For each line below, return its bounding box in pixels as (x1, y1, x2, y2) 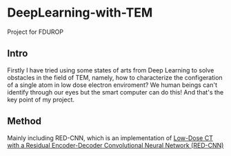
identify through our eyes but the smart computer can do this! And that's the (7, 88, 224, 96)
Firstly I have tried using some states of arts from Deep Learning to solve (7, 66, 214, 74)
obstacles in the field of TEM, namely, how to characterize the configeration (7, 73, 223, 81)
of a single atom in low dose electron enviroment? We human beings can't (7, 81, 217, 89)
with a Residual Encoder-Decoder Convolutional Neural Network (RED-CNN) (7, 141, 224, 149)
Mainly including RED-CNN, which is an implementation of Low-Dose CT (7, 133, 214, 142)
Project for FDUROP (7, 28, 64, 36)
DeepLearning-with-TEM (7, 5, 153, 21)
